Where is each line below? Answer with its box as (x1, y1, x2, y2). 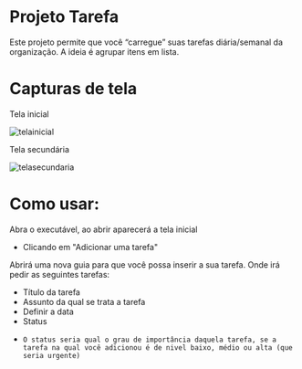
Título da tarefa (22, 286, 80, 298)
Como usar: (9, 194, 100, 215)
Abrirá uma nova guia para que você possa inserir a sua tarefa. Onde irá (9, 258, 280, 270)
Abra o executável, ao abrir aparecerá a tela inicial (9, 224, 198, 235)
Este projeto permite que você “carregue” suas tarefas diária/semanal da (9, 37, 284, 47)
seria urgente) (22, 351, 81, 360)
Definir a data (22, 306, 75, 317)
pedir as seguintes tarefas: (9, 269, 110, 279)
